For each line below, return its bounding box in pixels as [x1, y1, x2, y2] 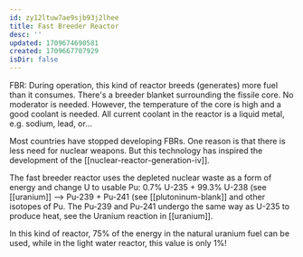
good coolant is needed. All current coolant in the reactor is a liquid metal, [9, 109, 285, 119]
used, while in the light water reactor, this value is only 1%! [9, 238, 228, 248]
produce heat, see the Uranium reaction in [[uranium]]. [9, 211, 213, 221]
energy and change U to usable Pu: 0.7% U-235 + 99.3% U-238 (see [9, 182, 267, 192]
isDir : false [9, 55, 59, 64]
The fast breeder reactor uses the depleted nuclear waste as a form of [9, 172, 272, 183]
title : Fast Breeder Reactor [9, 22, 119, 31]
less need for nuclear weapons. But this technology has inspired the [9, 145, 263, 156]
